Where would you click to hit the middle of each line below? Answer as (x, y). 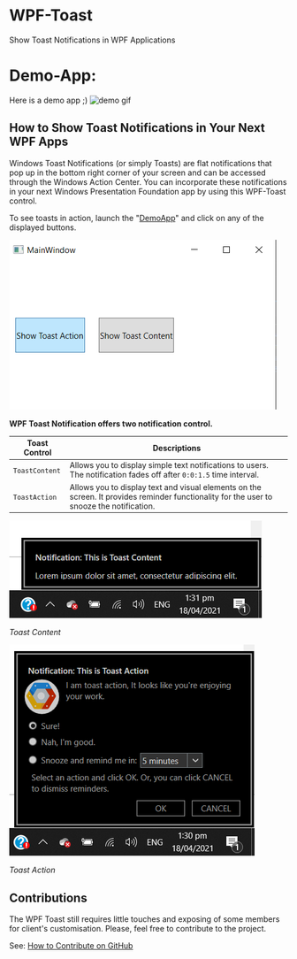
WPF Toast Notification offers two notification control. (111, 423)
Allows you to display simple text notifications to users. (169, 465)
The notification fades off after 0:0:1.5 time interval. (164, 475)
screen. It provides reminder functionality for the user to (171, 496)
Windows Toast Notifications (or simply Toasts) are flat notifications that (141, 163)
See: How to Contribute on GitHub (71, 946)
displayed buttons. (43, 227)
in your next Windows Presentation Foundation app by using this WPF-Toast (148, 191)
